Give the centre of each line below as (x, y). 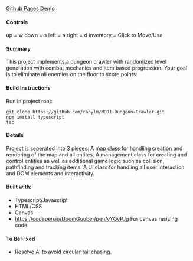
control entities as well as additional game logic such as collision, (85, 161)
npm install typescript (35, 117)
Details (15, 135)
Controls (17, 22)
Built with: (19, 187)
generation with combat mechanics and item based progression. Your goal (97, 68)
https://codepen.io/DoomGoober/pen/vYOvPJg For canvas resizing (96, 219)
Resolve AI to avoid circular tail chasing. (63, 252)
